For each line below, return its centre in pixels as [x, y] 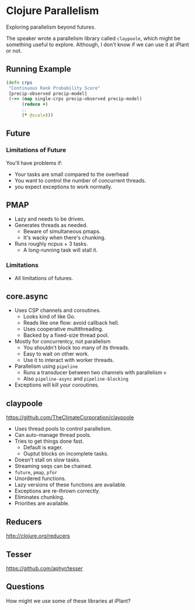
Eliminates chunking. [39, 497]
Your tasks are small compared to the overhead [72, 174]
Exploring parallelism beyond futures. [51, 27]
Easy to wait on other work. [56, 354]
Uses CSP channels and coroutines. [58, 311]
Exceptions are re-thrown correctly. [57, 491]
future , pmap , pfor [36, 473]
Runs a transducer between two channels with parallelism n [95, 373]
